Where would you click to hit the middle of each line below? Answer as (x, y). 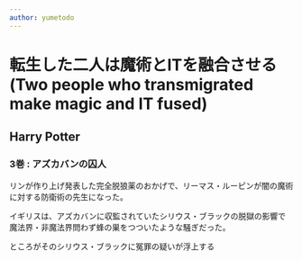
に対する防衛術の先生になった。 (69, 197)
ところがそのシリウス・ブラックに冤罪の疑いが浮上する (112, 246)
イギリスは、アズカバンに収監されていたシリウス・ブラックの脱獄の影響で (148, 216)
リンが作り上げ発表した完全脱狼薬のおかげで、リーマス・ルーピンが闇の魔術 (151, 185)
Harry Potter (45, 137)
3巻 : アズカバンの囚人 (58, 165)
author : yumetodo (42, 18)
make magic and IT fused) (109, 103)
